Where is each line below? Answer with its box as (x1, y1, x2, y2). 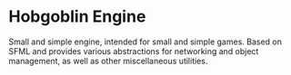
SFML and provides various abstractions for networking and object (8, 45, 259, 56)
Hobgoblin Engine (8, 6, 146, 27)
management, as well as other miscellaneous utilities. (8, 55, 208, 66)
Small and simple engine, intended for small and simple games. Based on (8, 36, 283, 47)
